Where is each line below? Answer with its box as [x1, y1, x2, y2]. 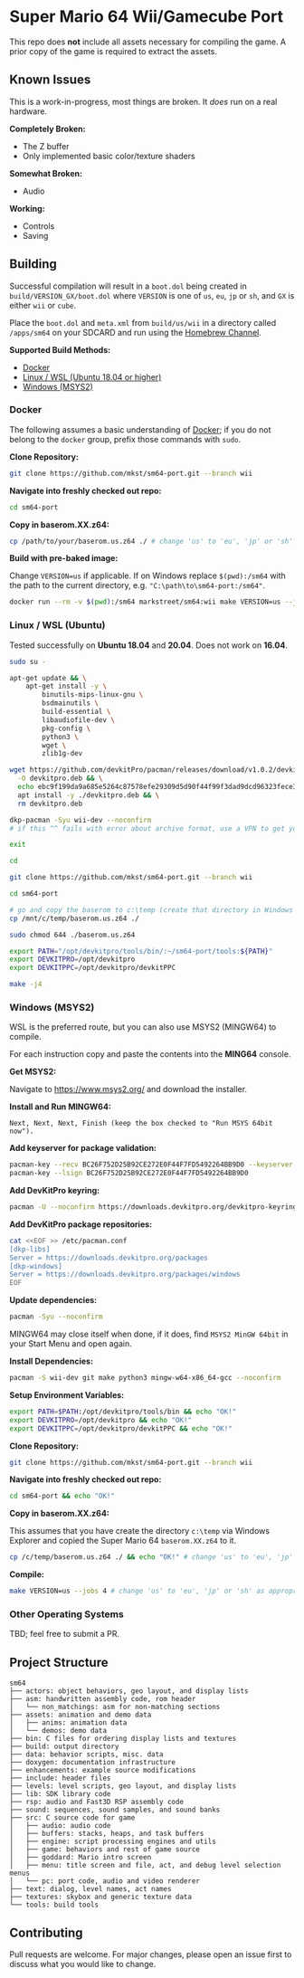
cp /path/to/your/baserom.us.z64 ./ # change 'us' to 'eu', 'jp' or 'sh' [9, 537, 294, 546]
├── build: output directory [9, 1742, 119, 1752]
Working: [9, 203, 45, 214]
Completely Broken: [9, 123, 86, 134]
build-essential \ [42, 708, 111, 717]
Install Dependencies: [9, 1355, 93, 1367]
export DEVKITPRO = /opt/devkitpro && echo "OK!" [9, 1415, 193, 1424]
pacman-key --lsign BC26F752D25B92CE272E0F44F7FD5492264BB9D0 [9, 1169, 249, 1178]
